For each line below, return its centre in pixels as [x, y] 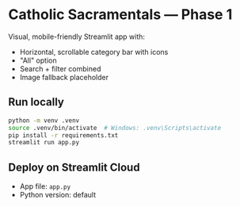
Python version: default [58, 195]
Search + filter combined [60, 68]
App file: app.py [45, 186]
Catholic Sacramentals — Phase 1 [120, 15]
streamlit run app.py [44, 143]
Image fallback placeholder [64, 77]
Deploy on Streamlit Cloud [74, 167]
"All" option [38, 60]
